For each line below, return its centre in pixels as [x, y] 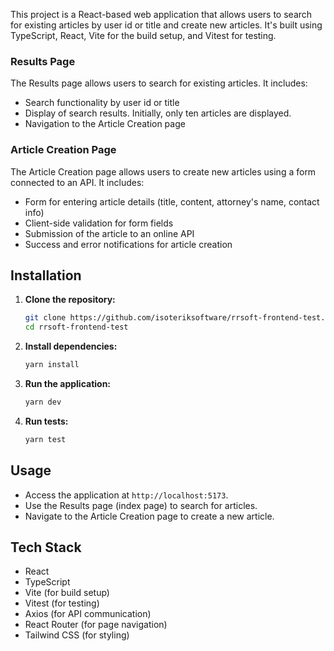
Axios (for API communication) [88, 614]
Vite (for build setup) [67, 593]
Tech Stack [46, 547]
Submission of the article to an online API [109, 233]
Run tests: [46, 421]
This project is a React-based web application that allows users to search [161, 14]
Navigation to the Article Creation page [105, 124]
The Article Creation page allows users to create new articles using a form [163, 171]
